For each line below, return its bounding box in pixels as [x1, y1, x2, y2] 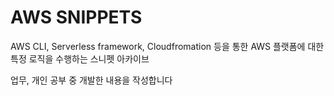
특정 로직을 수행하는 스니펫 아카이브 [10, 52, 150, 65]
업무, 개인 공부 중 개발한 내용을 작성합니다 [10, 74, 173, 86]
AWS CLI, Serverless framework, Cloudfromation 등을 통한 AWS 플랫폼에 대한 [10, 40, 325, 52]
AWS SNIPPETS [10, 6, 143, 29]
